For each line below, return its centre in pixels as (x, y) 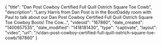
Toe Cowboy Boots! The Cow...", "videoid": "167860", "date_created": (74, 22)
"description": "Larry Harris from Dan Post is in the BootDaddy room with (78, 12)
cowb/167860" (20, 38)
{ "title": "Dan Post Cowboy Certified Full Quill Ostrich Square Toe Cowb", (79, 7)
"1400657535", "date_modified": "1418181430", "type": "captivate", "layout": (81, 28)
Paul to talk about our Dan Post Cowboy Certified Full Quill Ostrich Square (79, 17)
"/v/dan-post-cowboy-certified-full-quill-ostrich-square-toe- (95, 33)
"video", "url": (19, 33)
